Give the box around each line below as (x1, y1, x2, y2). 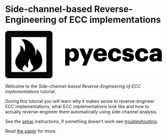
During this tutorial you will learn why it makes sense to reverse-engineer (5, 98, 155, 104)
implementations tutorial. (5, 89, 56, 95)
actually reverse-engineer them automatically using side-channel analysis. (5, 109, 158, 115)
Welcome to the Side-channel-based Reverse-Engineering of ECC (5, 83, 141, 89)
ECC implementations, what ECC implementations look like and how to (5, 104, 150, 110)
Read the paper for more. (5, 128, 57, 134)
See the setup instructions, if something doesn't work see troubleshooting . (5, 119, 158, 125)
